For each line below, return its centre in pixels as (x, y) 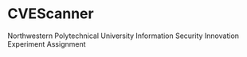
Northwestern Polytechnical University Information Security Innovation (123, 36)
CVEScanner (51, 14)
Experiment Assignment (47, 44)
